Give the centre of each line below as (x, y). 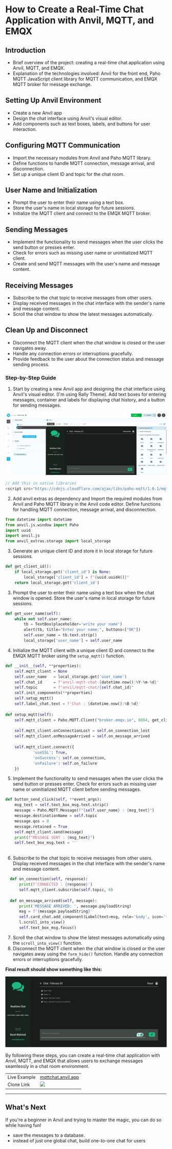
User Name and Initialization (51, 190)
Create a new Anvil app (37, 113)
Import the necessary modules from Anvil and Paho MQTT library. (82, 158)
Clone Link (19, 1085)
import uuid (18, 530)
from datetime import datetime (39, 520)
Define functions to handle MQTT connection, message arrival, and (84, 163)
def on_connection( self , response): (49, 879)
